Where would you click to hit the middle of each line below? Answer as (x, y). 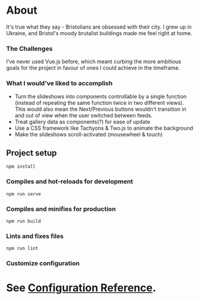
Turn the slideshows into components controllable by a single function (101, 96)
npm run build (24, 221)
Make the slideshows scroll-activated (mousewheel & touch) (89, 134)
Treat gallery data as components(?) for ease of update (82, 121)
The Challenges (29, 48)
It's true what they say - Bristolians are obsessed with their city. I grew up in (99, 27)
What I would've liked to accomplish (59, 83)
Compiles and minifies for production (61, 209)
